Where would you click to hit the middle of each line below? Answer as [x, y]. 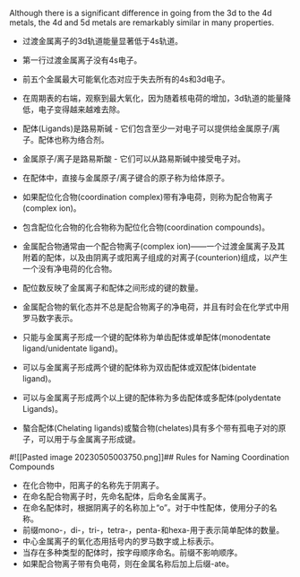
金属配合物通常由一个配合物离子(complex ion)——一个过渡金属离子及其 [154, 246]
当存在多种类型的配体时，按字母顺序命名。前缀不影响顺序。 [132, 552]
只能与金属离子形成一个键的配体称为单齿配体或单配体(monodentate [146, 337]
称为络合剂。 [85, 140]
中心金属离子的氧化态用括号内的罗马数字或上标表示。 [120, 541]
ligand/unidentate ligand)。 [73, 348]
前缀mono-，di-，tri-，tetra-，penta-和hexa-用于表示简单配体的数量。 [153, 530]
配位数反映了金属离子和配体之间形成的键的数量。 [112, 288]
